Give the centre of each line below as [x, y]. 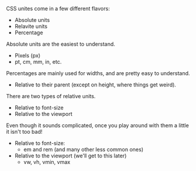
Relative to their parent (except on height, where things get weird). [95, 85]
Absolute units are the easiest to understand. [61, 44]
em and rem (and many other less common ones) [83, 149]
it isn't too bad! [24, 132]
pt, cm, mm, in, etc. [38, 62]
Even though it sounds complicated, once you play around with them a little [97, 125]
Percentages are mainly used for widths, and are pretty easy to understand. [98, 73]
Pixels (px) [27, 55]
